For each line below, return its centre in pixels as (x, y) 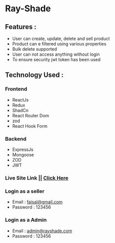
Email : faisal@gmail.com (37, 202)
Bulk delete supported (34, 49)
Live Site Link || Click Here (37, 178)
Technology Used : (34, 75)
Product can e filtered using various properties (59, 44)
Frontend (16, 89)
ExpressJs (23, 149)
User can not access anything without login (56, 54)
